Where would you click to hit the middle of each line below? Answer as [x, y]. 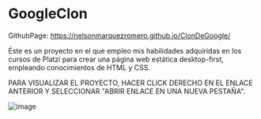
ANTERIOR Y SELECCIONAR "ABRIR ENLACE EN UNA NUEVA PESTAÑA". [127, 91]
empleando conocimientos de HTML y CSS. [79, 67]
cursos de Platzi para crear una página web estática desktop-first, [116, 59]
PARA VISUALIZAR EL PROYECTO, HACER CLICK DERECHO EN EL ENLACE [130, 83]
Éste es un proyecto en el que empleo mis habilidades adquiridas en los [125, 50]
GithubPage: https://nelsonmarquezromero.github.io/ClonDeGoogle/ [119, 35]
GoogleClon [48, 14]
